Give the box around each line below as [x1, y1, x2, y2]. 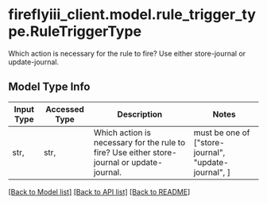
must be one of [193, 127, 250, 138]
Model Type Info [8, 80, 91, 94]
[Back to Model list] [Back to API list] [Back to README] [8, 187, 191, 196]
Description [117, 109, 163, 120]
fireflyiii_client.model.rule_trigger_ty [8, 6, 257, 24]
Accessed [44, 103, 85, 114]
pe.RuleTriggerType [8, 22, 141, 40]
